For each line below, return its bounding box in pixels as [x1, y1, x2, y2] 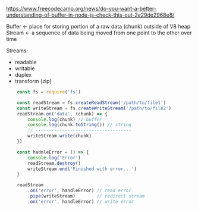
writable [14, 65, 35, 72]
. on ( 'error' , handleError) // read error [27, 187, 132, 194]
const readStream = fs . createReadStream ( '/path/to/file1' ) [17, 99, 166, 106]
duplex [14, 71, 32, 78]
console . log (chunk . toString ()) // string [27, 122, 132, 128]
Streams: [6, 47, 29, 54]
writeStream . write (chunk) [27, 133, 92, 139]
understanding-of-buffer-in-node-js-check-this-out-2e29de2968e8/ [6, 11, 175, 18]
